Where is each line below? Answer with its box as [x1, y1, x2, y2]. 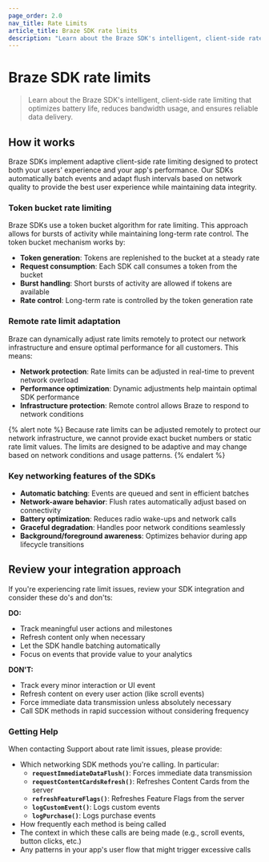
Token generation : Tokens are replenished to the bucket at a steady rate [19, 253, 260, 263]
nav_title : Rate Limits [8, 19, 88, 27]
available [19, 287, 50, 297]
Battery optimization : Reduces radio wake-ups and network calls [19, 514, 237, 524]
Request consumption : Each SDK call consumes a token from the [19, 261, 238, 271]
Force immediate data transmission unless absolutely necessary [19, 697, 232, 706]
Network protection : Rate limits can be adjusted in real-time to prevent [19, 366, 255, 376]
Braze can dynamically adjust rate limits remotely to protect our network [8, 334, 247, 343]
